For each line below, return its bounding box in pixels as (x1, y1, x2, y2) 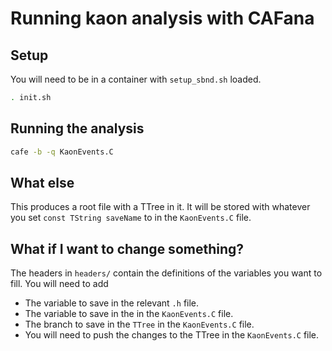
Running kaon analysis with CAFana (10, 7, 315, 30)
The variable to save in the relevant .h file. (24, 297, 200, 309)
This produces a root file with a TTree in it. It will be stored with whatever (10, 201, 311, 213)
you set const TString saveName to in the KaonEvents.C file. (10, 212, 252, 224)
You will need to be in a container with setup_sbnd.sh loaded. (10, 73, 262, 85)
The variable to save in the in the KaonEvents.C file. (24, 308, 234, 320)
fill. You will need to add (10, 278, 109, 290)
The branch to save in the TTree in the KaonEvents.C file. (24, 318, 255, 331)
